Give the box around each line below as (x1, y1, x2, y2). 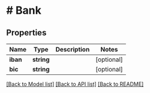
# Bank (6, 4, 42, 17)
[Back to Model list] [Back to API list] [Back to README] (6, 80, 144, 88)
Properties (6, 28, 47, 38)
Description (55, 46, 90, 53)
